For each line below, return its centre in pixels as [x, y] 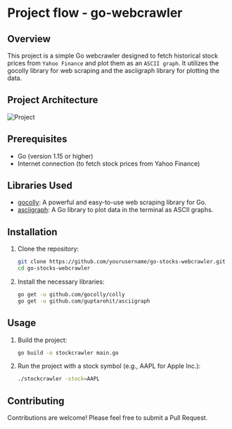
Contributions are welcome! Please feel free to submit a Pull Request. [108, 418]
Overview [29, 39]
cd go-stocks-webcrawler [54, 268]
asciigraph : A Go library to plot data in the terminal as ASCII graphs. [115, 210]
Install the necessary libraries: [61, 282]
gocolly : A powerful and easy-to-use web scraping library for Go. [112, 202]
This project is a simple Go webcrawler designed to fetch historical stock [113, 55]
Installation [32, 232]
